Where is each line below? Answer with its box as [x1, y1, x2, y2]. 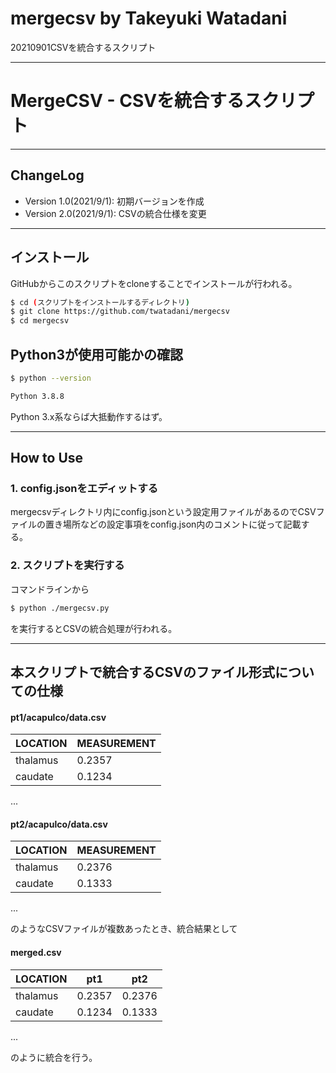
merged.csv [10, 946, 62, 958]
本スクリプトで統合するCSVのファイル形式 [10, 663, 275, 681]
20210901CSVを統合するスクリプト [10, 41, 157, 53]
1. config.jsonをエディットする [10, 482, 159, 495]
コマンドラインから [10, 583, 90, 595]
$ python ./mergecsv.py [10, 603, 110, 613]
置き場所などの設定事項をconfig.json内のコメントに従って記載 [44, 518, 302, 531]
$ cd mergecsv [10, 316, 70, 326]
